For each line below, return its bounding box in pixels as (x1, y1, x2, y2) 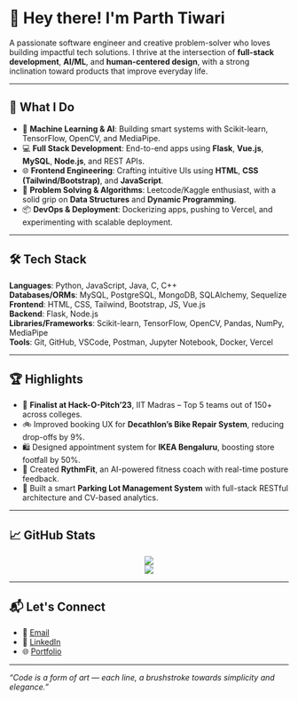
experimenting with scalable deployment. (21, 217, 173, 227)
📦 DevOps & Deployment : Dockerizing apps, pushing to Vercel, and (21, 203, 273, 214)
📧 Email (21, 627, 51, 638)
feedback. (21, 474, 59, 484)
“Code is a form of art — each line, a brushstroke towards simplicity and (9, 673, 275, 682)
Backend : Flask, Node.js (9, 308, 99, 319)
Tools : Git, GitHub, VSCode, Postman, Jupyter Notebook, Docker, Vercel (9, 337, 273, 347)
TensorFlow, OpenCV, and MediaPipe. (21, 132, 161, 143)
